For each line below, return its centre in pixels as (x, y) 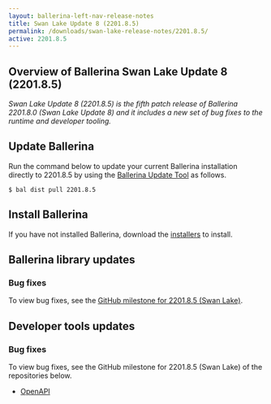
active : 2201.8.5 (38, 39)
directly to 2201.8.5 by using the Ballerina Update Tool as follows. (118, 175)
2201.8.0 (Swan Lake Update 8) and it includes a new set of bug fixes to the (135, 113)
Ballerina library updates (72, 260)
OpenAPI (35, 392)
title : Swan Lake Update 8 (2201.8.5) (74, 24)
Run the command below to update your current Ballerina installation (123, 166)
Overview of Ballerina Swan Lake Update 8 (118, 71)
